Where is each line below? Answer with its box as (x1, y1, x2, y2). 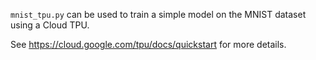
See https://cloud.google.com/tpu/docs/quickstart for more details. (10, 39, 287, 50)
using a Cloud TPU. (10, 19, 90, 31)
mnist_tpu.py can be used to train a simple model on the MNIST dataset (10, 9, 307, 20)
